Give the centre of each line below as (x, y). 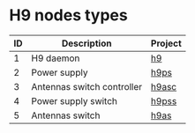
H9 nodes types (68, 15)
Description (86, 43)
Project (166, 43)
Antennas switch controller (87, 86)
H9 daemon (56, 58)
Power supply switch (74, 100)
